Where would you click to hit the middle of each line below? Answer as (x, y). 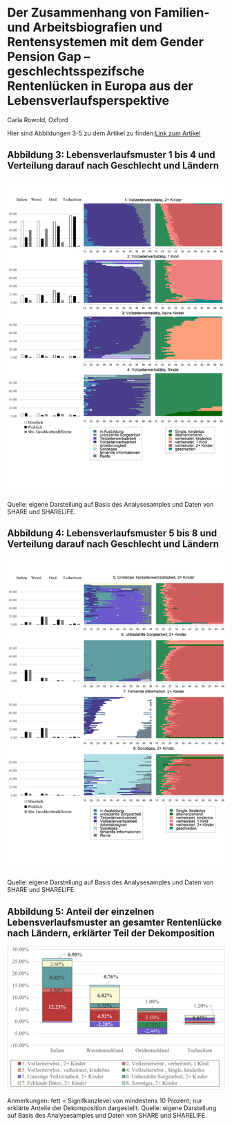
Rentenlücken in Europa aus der (100, 86)
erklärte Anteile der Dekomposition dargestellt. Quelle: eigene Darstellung (112, 1108)
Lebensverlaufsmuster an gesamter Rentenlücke (115, 922)
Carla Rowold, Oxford (38, 119)
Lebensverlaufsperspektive (88, 101)
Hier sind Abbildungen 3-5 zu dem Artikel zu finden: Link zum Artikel (104, 133)
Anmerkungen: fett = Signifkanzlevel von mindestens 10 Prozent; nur (105, 1100)
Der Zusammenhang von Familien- (108, 13)
